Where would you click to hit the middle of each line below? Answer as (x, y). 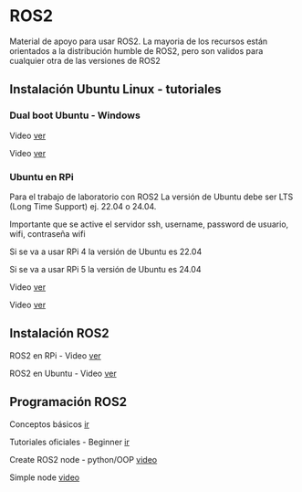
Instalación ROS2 (59, 333)
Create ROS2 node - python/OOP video (83, 459)
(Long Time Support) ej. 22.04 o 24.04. (83, 206)
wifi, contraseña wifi (47, 233)
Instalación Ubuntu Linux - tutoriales (115, 89)
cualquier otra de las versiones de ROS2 (85, 60)
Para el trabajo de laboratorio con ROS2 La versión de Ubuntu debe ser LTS (151, 197)
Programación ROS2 (68, 402)
